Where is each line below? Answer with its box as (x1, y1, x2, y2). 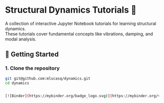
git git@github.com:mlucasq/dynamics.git (5, 76, 91, 81)
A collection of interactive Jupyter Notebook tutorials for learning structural (5, 21, 156, 26)
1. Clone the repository (5, 65, 60, 72)
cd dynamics (5, 81, 29, 85)
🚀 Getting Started (5, 50, 59, 59)
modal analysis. (5, 36, 37, 42)
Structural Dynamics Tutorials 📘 (5, 4, 137, 16)
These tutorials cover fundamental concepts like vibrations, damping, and (5, 31, 153, 37)
